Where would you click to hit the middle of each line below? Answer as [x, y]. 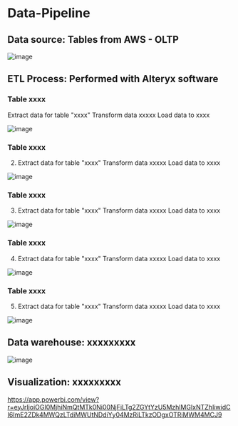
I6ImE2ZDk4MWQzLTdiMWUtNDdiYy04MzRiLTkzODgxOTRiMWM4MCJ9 [115, 415]
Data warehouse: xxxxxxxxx [72, 343]
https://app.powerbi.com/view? [53, 399]
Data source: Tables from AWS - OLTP [93, 40]
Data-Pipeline [49, 13]
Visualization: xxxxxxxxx [64, 382]
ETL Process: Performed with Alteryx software [113, 79]
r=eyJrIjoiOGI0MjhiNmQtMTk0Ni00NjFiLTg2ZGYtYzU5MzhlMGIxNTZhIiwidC [119, 407]
